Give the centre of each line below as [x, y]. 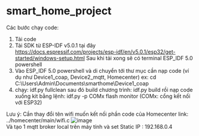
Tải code [26, 39]
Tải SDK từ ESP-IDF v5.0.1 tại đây [55, 45]
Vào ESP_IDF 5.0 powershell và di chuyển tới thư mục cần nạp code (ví [102, 70]
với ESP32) [28, 102]
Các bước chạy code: [32, 27]
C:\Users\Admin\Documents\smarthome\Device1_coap [82, 83]
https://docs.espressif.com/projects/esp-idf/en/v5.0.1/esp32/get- [95, 51]
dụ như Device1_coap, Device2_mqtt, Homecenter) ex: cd [85, 77]
